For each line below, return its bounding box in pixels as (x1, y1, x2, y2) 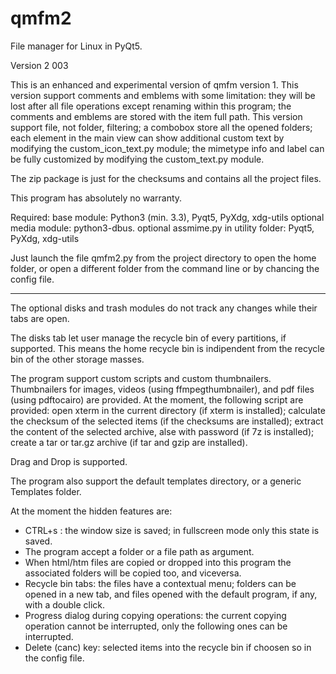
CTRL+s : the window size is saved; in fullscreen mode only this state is (24, 524, 320, 536)
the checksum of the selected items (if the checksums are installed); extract (10, 415, 324, 427)
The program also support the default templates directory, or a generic (10, 475, 302, 487)
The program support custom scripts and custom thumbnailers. (10, 372, 272, 384)
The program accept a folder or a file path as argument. (24, 545, 255, 557)
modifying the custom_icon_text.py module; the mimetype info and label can (10, 142, 325, 154)
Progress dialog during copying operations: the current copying (24, 609, 287, 621)
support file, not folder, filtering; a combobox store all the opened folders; (10, 121, 313, 133)
